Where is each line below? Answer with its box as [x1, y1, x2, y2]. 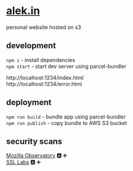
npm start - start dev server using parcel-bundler [6, 63, 126, 70]
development [6, 41, 56, 51]
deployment [6, 97, 52, 107]
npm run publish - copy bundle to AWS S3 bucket [6, 119, 127, 126]
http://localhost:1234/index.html [6, 74, 84, 81]
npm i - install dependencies [6, 56, 76, 63]
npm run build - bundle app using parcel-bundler [6, 113, 126, 120]
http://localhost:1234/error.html [6, 80, 82, 87]
